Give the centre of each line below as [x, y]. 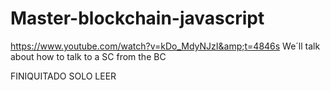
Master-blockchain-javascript [137, 18]
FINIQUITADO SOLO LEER [63, 76]
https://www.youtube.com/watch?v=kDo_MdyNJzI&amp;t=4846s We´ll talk [165, 46]
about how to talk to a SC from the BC [88, 56]
